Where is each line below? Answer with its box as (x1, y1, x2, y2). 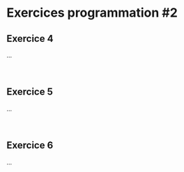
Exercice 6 (6, 139, 54, 151)
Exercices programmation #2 (6, 5, 178, 21)
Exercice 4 (6, 33, 54, 45)
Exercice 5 (6, 86, 54, 98)
